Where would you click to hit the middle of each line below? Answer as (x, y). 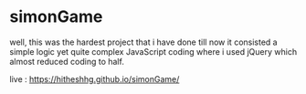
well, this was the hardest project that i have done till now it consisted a (143, 42)
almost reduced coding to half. (67, 61)
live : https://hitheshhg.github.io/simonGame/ (95, 78)
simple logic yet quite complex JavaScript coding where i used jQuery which (153, 51)
